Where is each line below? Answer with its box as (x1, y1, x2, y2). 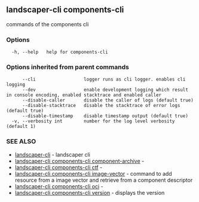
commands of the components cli (6, 20, 89, 27)
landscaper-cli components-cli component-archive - (14, 157, 145, 164)
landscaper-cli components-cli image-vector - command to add (14, 170, 172, 177)
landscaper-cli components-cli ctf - (14, 164, 103, 171)
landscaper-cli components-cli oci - (14, 182, 103, 190)
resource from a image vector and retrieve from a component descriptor (14, 176, 193, 183)
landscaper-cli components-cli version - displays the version (14, 189, 165, 196)
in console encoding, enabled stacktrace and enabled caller (6, 92, 162, 98)
